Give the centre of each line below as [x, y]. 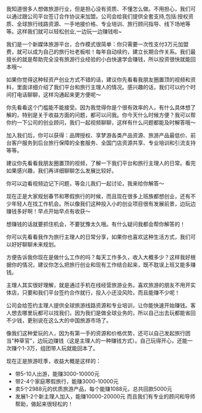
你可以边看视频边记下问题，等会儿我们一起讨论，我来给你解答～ [85, 183]
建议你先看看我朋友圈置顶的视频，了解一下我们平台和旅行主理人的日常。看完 [101, 163]
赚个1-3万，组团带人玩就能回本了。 [55, 348]
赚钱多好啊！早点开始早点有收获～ [48, 211]
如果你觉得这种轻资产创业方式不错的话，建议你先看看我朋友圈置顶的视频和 [98, 79]
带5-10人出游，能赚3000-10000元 [57, 374]
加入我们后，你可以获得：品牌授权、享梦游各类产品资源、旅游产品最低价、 [98, 135]
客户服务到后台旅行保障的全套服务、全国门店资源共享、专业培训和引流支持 [103, 143]
